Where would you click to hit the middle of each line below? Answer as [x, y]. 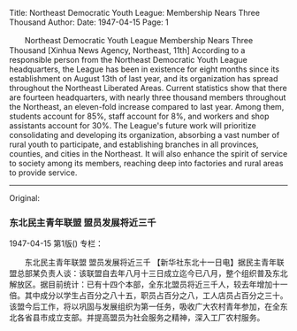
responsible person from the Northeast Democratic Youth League [128, 60]
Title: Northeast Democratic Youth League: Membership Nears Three [135, 13]
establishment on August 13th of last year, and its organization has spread [144, 78]
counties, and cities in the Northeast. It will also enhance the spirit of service [148, 154]
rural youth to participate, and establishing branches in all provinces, [134, 144]
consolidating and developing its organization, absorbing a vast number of [145, 135]
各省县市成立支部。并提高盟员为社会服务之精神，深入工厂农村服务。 [141, 318]
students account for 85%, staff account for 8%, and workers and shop [139, 116]
